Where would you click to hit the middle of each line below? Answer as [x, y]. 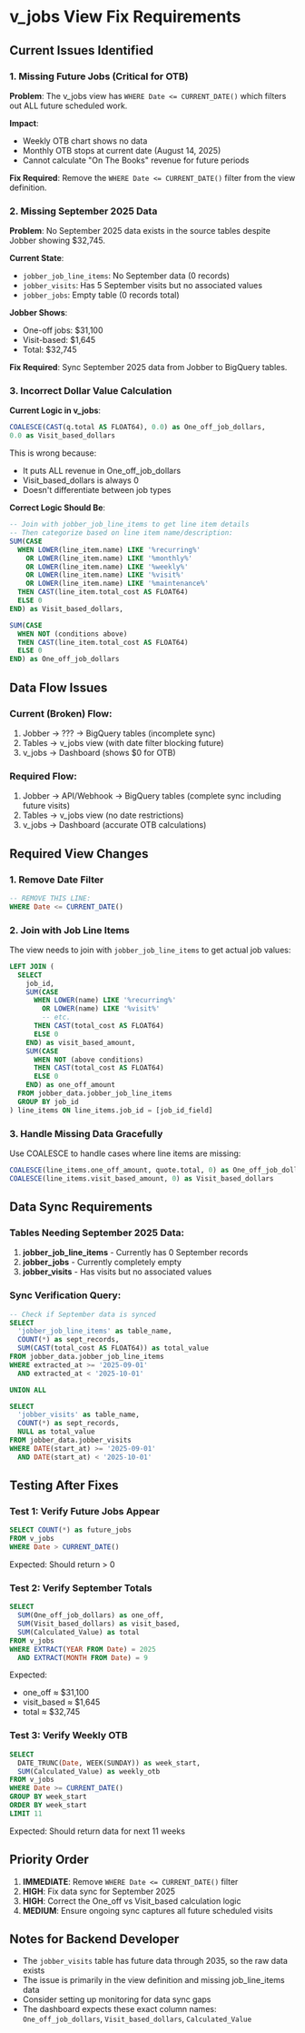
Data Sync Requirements [81, 1207]
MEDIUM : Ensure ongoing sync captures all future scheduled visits [148, 1910]
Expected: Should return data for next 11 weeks [98, 1831]
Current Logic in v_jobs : [55, 410]
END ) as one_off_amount [71, 1085]
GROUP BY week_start [49, 1797]
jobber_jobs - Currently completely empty [102, 1263]
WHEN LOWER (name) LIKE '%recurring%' [105, 1001]
